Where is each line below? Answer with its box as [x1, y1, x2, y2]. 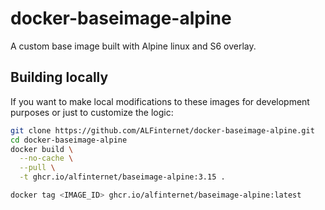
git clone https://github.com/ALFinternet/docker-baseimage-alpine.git [10, 125, 315, 136]
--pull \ [19, 163, 56, 173]
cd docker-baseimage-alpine [10, 135, 128, 145]
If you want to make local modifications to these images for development [10, 95, 310, 107]
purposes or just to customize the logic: [10, 106, 174, 118]
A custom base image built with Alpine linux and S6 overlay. [10, 40, 257, 52]
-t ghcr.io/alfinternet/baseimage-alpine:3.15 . [19, 172, 226, 182]
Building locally [10, 69, 109, 86]
